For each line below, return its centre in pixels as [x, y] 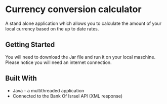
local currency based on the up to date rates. [52, 28]
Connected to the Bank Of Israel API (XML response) [68, 96]
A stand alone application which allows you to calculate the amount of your [83, 23]
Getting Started [30, 45]
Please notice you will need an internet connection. [59, 62]
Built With [21, 78]
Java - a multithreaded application [48, 90]
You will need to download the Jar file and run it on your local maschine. [80, 57]
